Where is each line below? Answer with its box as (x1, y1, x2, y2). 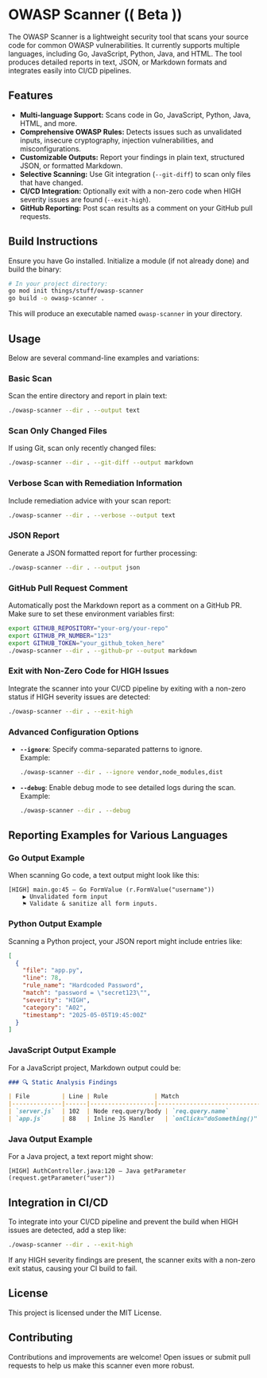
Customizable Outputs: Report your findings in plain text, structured (19, 152, 245, 162)
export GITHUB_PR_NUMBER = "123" (8, 632, 112, 640)
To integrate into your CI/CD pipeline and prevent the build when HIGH (8, 1217, 238, 1227)
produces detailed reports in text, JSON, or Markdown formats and (8, 57, 227, 67)
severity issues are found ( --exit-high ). (19, 194, 151, 204)
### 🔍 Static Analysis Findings (8, 1078, 118, 1086)
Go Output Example (8, 852, 85, 863)
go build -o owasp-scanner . (8, 295, 105, 303)
